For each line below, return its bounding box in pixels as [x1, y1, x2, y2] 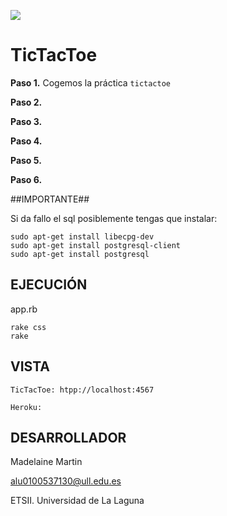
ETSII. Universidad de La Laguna [10, 495, 145, 507]
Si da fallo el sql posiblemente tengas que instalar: [10, 212, 218, 224]
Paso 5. [10, 154, 42, 166]
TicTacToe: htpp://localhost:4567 [10, 385, 155, 395]
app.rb [10, 303, 38, 315]
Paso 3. [10, 115, 43, 127]
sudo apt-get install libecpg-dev [10, 231, 155, 242]
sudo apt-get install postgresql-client [10, 240, 182, 250]
